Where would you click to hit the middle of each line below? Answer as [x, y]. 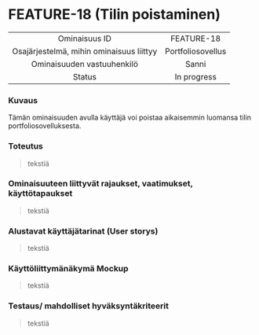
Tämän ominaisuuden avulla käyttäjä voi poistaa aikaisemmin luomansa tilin [130, 118]
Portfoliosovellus [195, 51]
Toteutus [26, 146]
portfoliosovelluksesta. [45, 126]
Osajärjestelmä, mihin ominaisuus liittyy [85, 51]
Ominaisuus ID [84, 39]
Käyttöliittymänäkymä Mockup [68, 269]
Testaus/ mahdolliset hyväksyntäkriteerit [89, 306]
